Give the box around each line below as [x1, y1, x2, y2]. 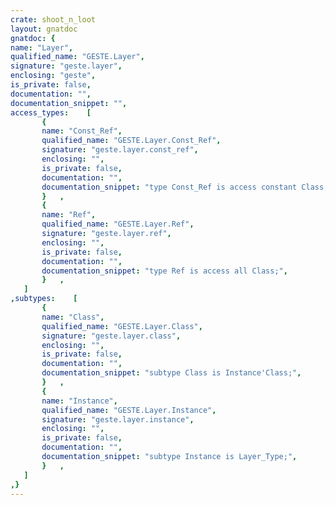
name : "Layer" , [10, 42, 74, 53]
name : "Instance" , [41, 396, 118, 406]
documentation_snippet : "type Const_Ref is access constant [41, 182, 298, 192]
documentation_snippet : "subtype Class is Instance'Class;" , [41, 368, 302, 378]
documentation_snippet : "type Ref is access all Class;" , [41, 266, 288, 276]
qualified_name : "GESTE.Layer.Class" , [41, 321, 203, 331]
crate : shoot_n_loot [10, 14, 97, 25]
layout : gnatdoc [10, 24, 78, 34]
